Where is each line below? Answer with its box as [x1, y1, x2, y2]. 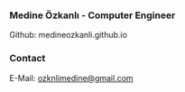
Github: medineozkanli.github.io [9, 30, 128, 41]
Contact [9, 52, 46, 65]
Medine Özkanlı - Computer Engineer [9, 9, 176, 22]
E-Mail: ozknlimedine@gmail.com [9, 72, 134, 83]
